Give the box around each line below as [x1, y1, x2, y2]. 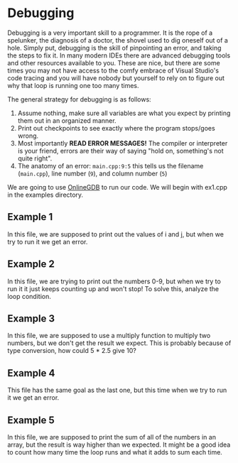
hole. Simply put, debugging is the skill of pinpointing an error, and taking [7, 43, 222, 52]
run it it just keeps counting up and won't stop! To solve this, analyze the [7, 284, 220, 293]
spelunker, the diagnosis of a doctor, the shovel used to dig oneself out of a [7, 36, 229, 44]
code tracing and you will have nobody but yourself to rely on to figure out [7, 73, 225, 82]
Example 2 [7, 258, 55, 271]
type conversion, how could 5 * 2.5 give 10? [7, 347, 136, 355]
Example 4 [7, 367, 55, 379]
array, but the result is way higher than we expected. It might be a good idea [7, 440, 231, 449]
